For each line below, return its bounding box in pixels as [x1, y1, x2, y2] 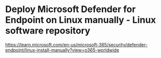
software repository [5, 25, 91, 36]
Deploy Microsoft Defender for [5, 4, 136, 15]
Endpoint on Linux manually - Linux [5, 14, 156, 26]
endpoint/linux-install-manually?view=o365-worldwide [5, 47, 120, 53]
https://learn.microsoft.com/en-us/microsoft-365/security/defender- [5, 41, 148, 47]
